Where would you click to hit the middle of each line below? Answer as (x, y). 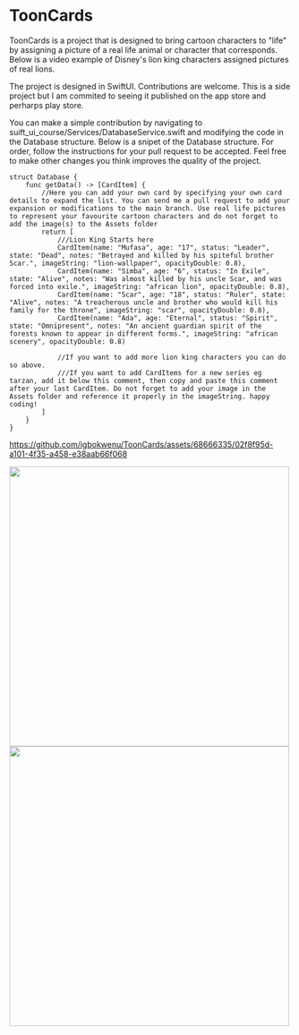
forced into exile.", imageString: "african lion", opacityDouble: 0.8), (150, 287)
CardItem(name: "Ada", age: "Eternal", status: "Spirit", (167, 318)
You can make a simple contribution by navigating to (106, 123)
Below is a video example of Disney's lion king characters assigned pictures (149, 59)
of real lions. (32, 69)
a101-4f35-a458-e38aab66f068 (68, 454)
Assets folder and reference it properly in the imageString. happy (140, 396)
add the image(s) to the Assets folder (84, 224)
